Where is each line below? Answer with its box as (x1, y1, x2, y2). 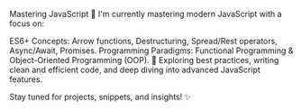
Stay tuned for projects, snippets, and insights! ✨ (9, 91, 192, 102)
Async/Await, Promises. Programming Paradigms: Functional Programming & (9, 45, 294, 56)
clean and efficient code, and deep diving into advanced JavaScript (9, 64, 261, 75)
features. (9, 74, 43, 85)
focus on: (9, 18, 45, 29)
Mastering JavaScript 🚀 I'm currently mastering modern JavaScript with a (9, 9, 282, 19)
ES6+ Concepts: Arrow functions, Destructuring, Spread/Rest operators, (9, 36, 278, 46)
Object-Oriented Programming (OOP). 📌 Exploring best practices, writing (9, 55, 279, 65)
